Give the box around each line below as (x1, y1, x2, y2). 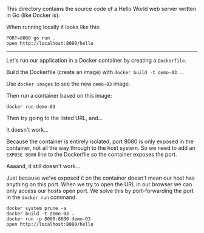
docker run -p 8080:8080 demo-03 (6, 216, 91, 222)
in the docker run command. (6, 194, 77, 201)
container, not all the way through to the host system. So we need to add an (6, 144, 195, 151)
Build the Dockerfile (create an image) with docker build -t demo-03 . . (6, 69, 184, 75)
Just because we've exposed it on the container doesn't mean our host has (6, 174, 195, 181)
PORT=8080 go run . (6, 35, 56, 41)
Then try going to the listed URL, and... (6, 115, 103, 121)
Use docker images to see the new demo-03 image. (6, 80, 131, 87)
